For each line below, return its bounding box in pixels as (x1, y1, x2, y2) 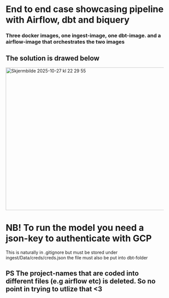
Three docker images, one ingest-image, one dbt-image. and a (6, 32, 161, 39)
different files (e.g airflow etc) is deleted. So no (6, 277, 156, 285)
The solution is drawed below (6, 54, 100, 62)
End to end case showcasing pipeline (6, 4, 164, 15)
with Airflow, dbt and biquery (6, 14, 130, 26)
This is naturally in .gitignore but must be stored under (6, 249, 118, 255)
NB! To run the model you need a (6, 222, 144, 234)
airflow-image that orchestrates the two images (6, 39, 125, 46)
